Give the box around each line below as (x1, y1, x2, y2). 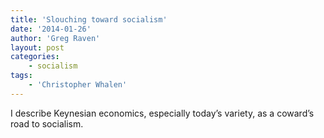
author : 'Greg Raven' (10, 33, 101, 43)
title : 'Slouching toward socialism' (10, 14, 168, 25)
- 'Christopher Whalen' (28, 80, 128, 90)
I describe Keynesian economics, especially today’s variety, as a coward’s (10, 107, 315, 119)
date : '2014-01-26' (10, 24, 92, 34)
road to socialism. (10, 117, 84, 130)
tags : (10, 71, 33, 81)
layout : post (10, 42, 65, 53)
